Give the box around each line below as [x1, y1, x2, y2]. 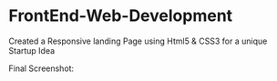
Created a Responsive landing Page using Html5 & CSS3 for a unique [8, 35, 268, 46]
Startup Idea [8, 45, 56, 56]
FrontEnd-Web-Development [8, 5, 233, 26]
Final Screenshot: [8, 63, 75, 74]
